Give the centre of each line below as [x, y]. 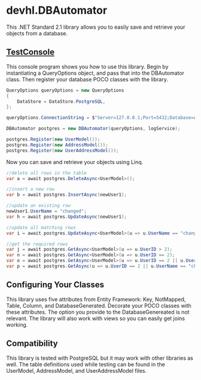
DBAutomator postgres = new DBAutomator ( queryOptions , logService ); [93, 129]
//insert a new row [31, 189]
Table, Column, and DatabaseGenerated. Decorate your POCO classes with [99, 305]
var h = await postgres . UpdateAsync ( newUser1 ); [67, 217]
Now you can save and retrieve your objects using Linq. [75, 162]
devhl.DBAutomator [57, 10]
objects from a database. [37, 33]
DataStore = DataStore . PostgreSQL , [61, 101]
